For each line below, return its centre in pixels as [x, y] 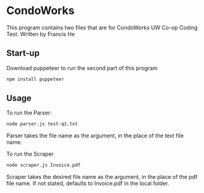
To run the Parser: [29, 113]
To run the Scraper [30, 154]
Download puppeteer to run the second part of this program [82, 68]
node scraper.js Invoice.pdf [43, 166]
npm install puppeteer [35, 79]
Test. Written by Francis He [41, 34]
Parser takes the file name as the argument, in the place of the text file [95, 136]
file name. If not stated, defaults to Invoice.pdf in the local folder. [88, 183]
